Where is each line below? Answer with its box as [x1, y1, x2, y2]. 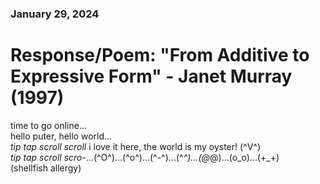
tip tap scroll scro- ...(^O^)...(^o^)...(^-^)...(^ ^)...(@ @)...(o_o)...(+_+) [10, 151, 280, 163]
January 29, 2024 [10, 7, 100, 21]
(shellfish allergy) [10, 162, 82, 174]
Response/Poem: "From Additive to [10, 44, 310, 67]
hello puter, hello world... [10, 130, 113, 142]
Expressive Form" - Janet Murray [10, 65, 293, 88]
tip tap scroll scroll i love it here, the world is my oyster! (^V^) [10, 140, 262, 152]
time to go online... [10, 119, 88, 131]
